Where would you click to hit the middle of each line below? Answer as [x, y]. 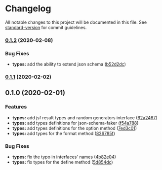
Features [16, 107]
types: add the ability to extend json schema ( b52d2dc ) [69, 64]
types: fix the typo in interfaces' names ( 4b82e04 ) [64, 157]
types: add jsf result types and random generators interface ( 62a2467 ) [85, 118]
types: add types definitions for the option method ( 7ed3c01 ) [75, 128]
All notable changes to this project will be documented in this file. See [76, 22]
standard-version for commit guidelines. [46, 27]
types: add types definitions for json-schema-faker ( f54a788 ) [75, 123]
